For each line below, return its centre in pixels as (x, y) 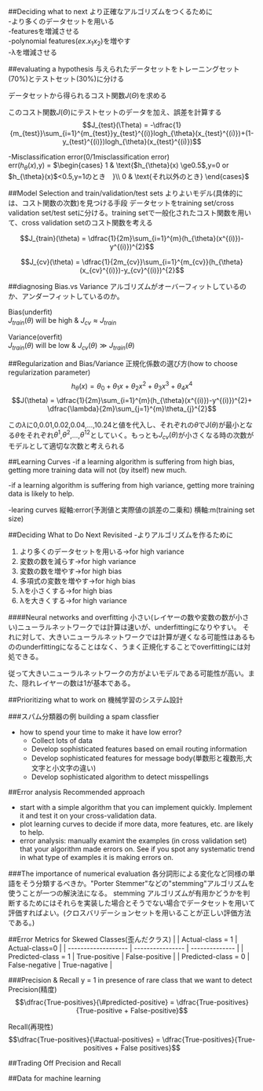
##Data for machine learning (55, 1078)
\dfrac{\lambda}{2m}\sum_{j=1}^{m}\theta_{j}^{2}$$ (132, 408)
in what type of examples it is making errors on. (97, 858)
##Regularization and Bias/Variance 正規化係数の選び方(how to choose (123, 364)
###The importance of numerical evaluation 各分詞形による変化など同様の (128, 873)
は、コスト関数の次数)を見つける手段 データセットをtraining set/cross (121, 203)
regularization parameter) (49, 372)
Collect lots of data (62, 741)
